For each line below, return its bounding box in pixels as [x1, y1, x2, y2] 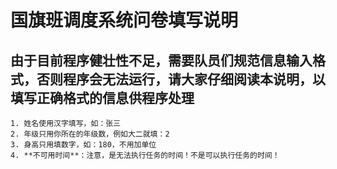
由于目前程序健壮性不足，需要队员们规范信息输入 [10, 52, 313, 69]
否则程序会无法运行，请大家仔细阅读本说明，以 [36, 71, 326, 88]
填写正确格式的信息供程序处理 [10, 89, 195, 106]
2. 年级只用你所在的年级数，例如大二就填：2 [10, 129, 170, 139]
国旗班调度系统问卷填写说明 [10, 9, 239, 32]
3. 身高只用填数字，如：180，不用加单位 [10, 140, 157, 150]
